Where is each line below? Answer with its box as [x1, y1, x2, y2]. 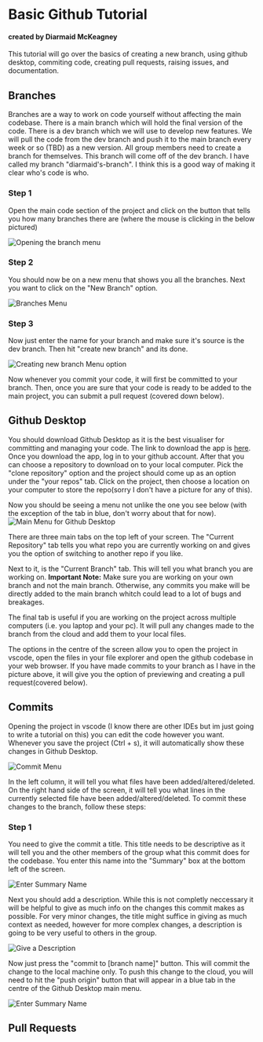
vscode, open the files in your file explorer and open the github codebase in [8, 653, 254, 662]
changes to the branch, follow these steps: [8, 802, 147, 811]
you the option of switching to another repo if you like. [8, 548, 184, 558]
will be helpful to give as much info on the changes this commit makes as [8, 903, 245, 912]
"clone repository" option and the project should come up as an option [8, 468, 236, 477]
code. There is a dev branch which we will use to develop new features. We [8, 126, 253, 136]
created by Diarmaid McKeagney [8, 31, 118, 41]
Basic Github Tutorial [8, 5, 148, 24]
